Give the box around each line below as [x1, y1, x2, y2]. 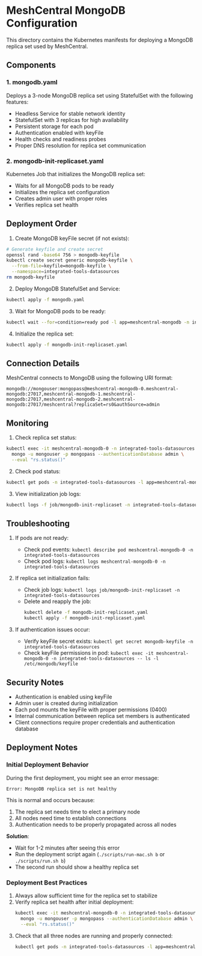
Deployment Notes [6, 743, 78, 753]
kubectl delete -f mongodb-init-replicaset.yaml [23, 610, 148, 616]
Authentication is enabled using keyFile [14, 693, 112, 700]
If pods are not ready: [14, 535, 69, 542]
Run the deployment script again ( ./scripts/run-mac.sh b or [14, 850, 165, 857]
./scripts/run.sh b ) [14, 857, 66, 864]
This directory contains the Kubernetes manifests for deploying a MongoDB [6, 36, 194, 43]
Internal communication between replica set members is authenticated [14, 712, 190, 719]
